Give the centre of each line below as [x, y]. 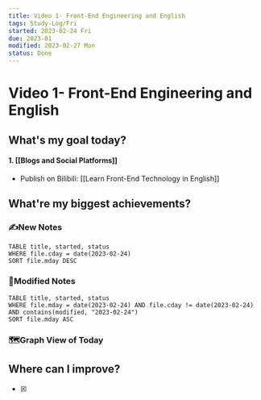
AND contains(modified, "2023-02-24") [73, 312]
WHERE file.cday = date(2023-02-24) [70, 254]
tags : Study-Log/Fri [43, 23]
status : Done [30, 53]
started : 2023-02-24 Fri [50, 31]
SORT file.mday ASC [41, 319]
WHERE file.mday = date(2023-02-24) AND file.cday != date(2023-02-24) [131, 305]
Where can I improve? [64, 369]
